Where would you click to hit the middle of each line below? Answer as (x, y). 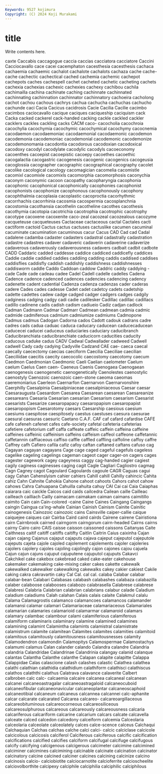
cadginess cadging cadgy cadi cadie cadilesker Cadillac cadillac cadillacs (79, 300)
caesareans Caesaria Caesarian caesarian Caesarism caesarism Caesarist (80, 398)
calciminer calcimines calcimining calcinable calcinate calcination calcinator (81, 751)
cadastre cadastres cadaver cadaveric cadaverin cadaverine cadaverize (77, 243)
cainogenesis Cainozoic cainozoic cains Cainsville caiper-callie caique (76, 512)
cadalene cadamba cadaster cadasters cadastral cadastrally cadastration (79, 238)
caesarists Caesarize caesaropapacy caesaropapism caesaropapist (73, 404)
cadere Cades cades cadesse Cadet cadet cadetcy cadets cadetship (74, 289)
